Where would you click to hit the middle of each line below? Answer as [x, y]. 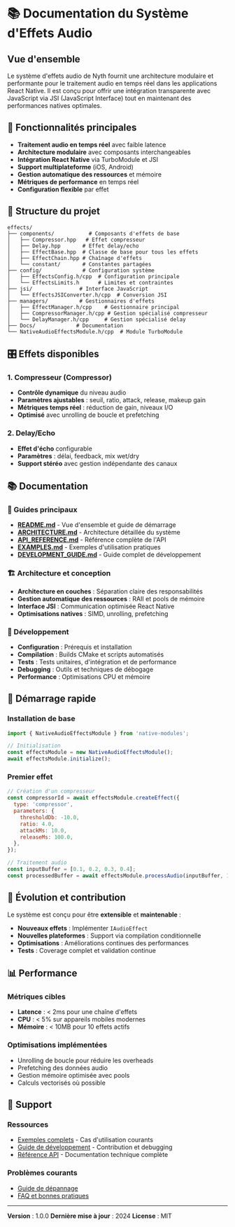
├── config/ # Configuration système [81, 270]
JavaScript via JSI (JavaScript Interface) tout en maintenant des [99, 98]
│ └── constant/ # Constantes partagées [79, 264]
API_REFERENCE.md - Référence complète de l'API [92, 540]
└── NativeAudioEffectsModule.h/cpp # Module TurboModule [95, 331]
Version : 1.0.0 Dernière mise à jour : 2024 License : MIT [90, 1216]
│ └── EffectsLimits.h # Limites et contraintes [90, 282]
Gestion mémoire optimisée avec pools [73, 1075]
